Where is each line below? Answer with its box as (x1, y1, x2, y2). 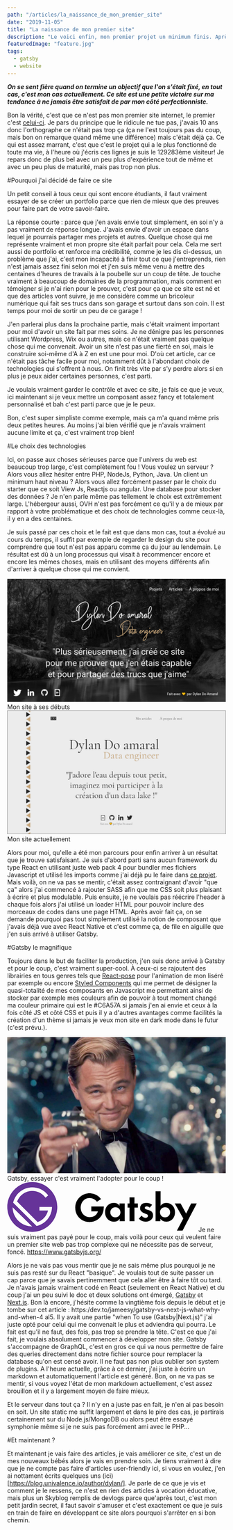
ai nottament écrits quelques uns (7, 1472, 101, 1480)
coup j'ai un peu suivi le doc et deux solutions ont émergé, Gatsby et (7, 1291, 203, 1299)
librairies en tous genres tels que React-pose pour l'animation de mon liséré (7, 971, 224, 980)
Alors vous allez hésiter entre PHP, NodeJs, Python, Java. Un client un (7, 470, 208, 478)
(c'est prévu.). (7, 1023, 47, 1031)
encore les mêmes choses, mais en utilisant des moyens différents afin (7, 557, 210, 566)
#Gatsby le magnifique (7, 943, 72, 951)
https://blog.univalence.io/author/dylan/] (9, 1479, 126, 1487)
